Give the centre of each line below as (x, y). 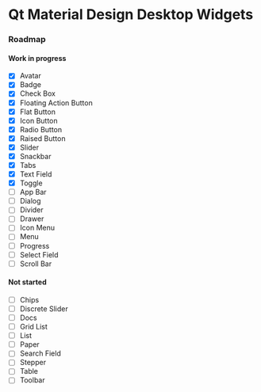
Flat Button (37, 112)
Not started (27, 282)
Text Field (36, 174)
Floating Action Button (56, 103)
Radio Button (41, 129)
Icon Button (38, 120)
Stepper (33, 363)
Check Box (37, 93)
